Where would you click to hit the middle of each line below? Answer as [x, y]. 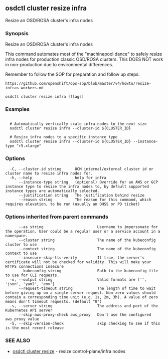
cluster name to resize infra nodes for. [49, 173]
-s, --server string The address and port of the [84, 306]
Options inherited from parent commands [57, 217]
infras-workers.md [24, 88]
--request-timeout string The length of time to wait [87, 288]
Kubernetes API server [29, 310]
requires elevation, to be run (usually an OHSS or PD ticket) [73, 204]
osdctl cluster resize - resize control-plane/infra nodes [69, 351]
